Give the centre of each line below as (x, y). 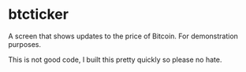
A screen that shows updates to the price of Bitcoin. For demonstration (123, 36)
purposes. (25, 44)
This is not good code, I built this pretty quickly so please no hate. (115, 59)
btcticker (39, 14)
